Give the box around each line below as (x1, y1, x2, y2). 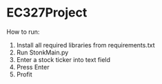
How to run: (6, 28, 40, 36)
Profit (16, 70, 32, 78)
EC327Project (6, 5, 88, 21)
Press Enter (16, 63, 50, 71)
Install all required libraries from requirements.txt (16, 41, 156, 49)
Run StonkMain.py (16, 48, 69, 56)
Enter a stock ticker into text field (16, 55, 111, 63)
